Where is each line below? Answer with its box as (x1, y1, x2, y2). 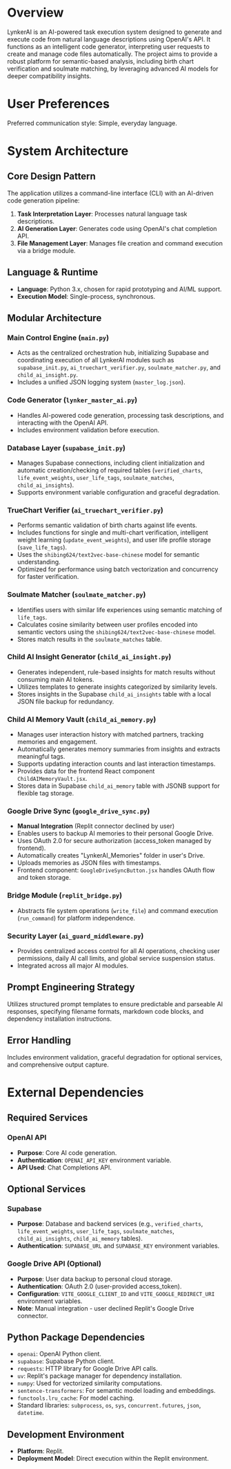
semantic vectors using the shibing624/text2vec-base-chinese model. (17, 627, 216, 636)
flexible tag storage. (17, 789, 74, 797)
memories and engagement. (17, 738, 98, 746)
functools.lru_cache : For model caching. (17, 1394, 134, 1402)
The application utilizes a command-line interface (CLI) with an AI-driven (7, 189, 214, 197)
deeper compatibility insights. (7, 71, 92, 80)
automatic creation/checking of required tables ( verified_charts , (17, 465, 203, 474)
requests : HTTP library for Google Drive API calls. (17, 1365, 158, 1373)
